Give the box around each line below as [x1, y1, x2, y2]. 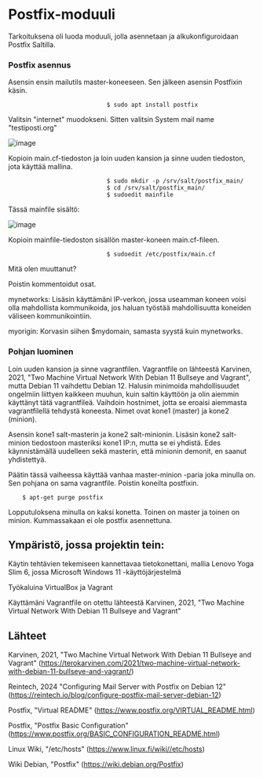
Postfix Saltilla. [8, 39, 57, 49]
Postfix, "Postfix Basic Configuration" [8, 721, 129, 731]
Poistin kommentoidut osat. [8, 279, 97, 289]
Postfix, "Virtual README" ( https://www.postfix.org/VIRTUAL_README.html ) [8, 705, 255, 715]
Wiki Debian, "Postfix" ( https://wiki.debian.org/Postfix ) [8, 760, 184, 769]
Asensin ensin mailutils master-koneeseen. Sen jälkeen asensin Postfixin [8, 77, 243, 87]
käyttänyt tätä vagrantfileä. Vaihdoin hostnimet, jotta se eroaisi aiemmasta [8, 397, 247, 407]
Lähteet [8, 629, 47, 643]
